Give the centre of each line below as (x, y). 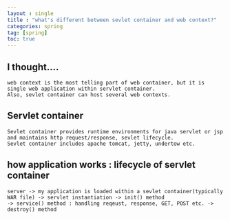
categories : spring (35, 26)
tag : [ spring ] (28, 33)
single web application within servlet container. (81, 89)
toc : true (21, 39)
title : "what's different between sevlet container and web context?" (112, 20)
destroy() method (32, 209)
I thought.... (33, 67)
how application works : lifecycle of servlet (102, 165)
